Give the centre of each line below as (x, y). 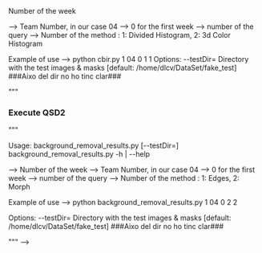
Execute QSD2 (37, 112)
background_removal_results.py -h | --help (79, 154)
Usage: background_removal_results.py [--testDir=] (93, 145)
